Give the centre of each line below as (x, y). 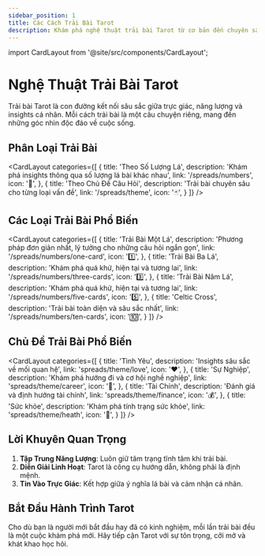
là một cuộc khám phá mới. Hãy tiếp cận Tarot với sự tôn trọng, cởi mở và (127, 535)
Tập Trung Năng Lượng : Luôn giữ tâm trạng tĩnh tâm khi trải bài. (123, 458)
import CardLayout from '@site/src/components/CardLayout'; (108, 53)
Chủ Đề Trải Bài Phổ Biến (70, 342)
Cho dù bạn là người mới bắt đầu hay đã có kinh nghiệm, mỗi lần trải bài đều (132, 527)
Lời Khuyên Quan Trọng (67, 440)
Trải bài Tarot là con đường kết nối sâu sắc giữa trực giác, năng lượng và (125, 106)
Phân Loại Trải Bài (53, 148)
